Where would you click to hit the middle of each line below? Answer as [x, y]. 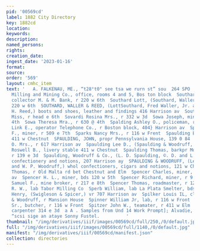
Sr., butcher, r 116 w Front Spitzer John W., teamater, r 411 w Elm [101, 205]
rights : [16, 51]
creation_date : [25, 56]
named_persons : [25, 45]
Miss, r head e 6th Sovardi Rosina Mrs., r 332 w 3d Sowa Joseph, [98, 117]
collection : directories [37, 239]
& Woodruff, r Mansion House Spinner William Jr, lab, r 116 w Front [101, 200]
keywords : [18, 34]
